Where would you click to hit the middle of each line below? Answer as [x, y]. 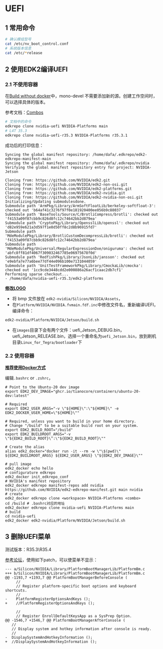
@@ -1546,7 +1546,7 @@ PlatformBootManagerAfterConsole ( [65, 620]
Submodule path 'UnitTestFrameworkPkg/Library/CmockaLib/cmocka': [74, 266]
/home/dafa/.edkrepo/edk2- [120, 154]
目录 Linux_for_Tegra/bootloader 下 [47, 342]
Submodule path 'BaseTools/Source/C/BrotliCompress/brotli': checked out [82, 214]
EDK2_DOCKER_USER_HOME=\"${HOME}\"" [42, 413]
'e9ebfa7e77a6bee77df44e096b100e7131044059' [51, 261]
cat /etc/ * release [24, 53]
